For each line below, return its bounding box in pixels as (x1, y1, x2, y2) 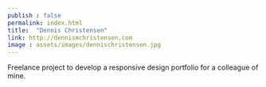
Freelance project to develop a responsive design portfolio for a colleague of (7, 62, 259, 72)
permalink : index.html (7, 19, 83, 27)
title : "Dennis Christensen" (7, 26, 108, 34)
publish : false (7, 11, 61, 20)
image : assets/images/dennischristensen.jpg (7, 41, 161, 49)
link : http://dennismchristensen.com (7, 33, 133, 42)
